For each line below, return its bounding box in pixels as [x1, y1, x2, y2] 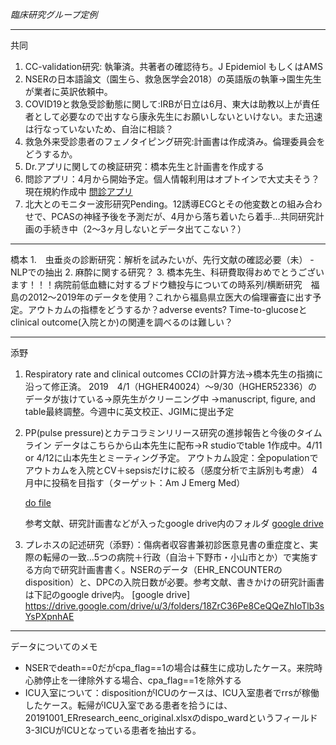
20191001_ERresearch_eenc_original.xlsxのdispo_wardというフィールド [24, 712, 318, 723]
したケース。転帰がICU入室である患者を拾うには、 [24, 699, 233, 711]
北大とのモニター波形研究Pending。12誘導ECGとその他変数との [24, 198, 288, 210]
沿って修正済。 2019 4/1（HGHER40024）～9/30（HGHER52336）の [24, 381, 318, 392]
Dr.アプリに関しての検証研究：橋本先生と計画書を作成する [24, 161, 265, 172]
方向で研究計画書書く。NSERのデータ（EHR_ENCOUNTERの [33, 564, 283, 575]
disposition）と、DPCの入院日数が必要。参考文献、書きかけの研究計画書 [24, 576, 325, 588]
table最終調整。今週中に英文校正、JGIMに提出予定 [24, 406, 235, 417]
